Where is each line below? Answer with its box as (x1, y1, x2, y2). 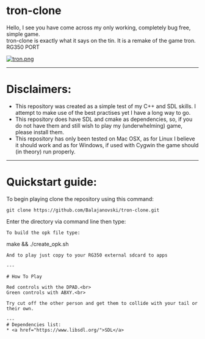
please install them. (15, 128, 65, 136)
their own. (6, 305, 34, 312)
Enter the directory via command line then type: (6, 217, 126, 225)
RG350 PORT (6, 43, 40, 51)
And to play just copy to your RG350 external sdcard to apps (6, 252, 168, 258)
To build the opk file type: (6, 230, 81, 236)
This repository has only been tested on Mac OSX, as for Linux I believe (15, 135, 195, 142)
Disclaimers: (6, 82, 72, 97)
